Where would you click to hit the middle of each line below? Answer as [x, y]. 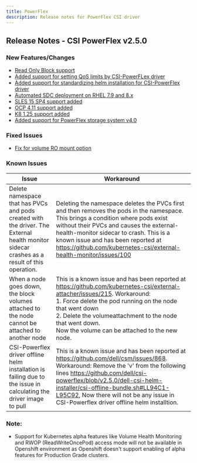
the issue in [25, 384]
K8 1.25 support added [42, 114]
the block [22, 293]
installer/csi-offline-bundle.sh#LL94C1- [113, 387]
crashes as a [26, 254]
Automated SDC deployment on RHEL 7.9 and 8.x [74, 95]
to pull [18, 406]
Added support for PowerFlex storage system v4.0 [76, 120]
